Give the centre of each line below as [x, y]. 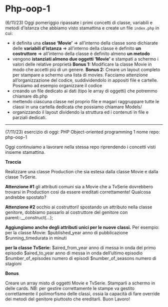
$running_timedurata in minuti [36, 238]
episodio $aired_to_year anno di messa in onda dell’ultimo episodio [74, 253]
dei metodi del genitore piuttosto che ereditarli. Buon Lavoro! [68, 299]
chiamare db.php [30, 96]
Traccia [13, 162]
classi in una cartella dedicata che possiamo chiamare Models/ [77, 107]
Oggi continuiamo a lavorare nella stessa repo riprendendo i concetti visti [80, 147]
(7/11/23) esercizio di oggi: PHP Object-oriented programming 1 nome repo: [82, 132]
